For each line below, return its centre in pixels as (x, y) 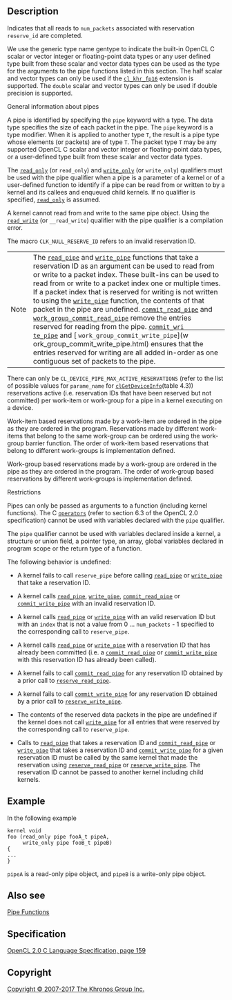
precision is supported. (40, 93)
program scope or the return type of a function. (75, 548)
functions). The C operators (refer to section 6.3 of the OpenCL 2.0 (103, 512)
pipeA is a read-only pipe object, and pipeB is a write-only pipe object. (106, 874)
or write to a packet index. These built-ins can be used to (126, 274)
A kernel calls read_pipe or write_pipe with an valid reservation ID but (116, 616)
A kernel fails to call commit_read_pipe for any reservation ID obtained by (120, 673)
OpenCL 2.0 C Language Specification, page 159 (77, 951)
